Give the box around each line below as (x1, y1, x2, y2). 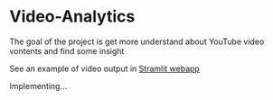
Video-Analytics (9, 6, 136, 27)
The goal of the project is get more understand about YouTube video (9, 36, 265, 47)
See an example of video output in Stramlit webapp (9, 63, 201, 74)
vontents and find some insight (9, 45, 125, 56)
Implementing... (9, 80, 68, 91)
